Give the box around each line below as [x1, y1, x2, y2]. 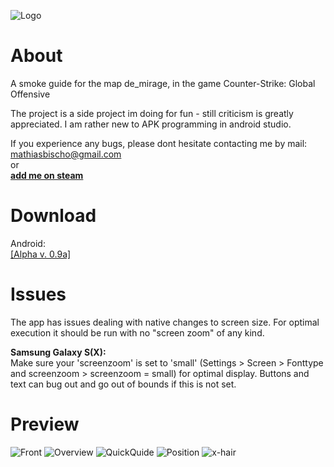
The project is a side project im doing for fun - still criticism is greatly [10, 107, 294, 119]
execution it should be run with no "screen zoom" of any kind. [10, 326, 265, 339]
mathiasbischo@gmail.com [10, 148, 122, 160]
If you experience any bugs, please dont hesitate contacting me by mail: [10, 137, 308, 149]
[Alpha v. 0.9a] [10, 248, 72, 260]
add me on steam [10, 169, 84, 181]
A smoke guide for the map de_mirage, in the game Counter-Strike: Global [10, 77, 316, 89]
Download [10, 205, 97, 227]
